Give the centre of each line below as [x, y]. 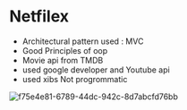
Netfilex [39, 17]
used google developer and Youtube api [96, 70]
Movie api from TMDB [63, 60]
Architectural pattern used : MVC [83, 41]
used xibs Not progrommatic [75, 79]
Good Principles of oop [65, 50]
